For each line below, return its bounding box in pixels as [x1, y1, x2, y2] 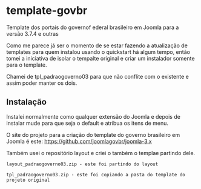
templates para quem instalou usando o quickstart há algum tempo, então [6, 48, 191, 55]
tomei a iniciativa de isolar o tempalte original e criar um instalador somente [6, 55, 195, 62]
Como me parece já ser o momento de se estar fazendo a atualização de [6, 42, 188, 49]
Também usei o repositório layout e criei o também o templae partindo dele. [6, 149, 196, 156]
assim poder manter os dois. [6, 79, 77, 87]
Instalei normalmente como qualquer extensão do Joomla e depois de [6, 113, 180, 120]
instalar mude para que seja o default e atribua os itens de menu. [6, 119, 168, 127]
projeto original [6, 177, 50, 183]
